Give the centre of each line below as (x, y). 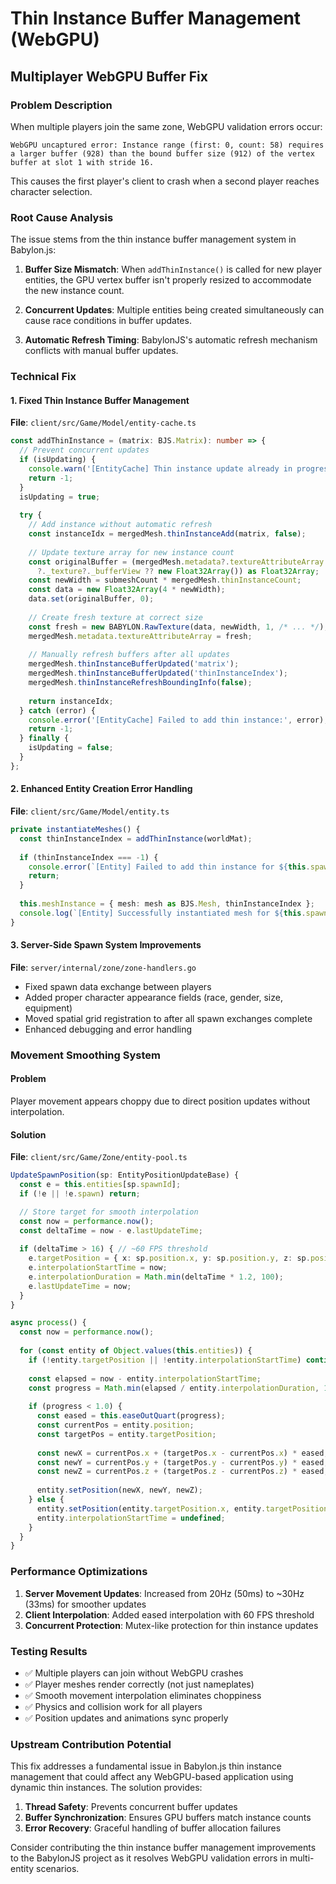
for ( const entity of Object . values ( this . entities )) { (136, 1351)
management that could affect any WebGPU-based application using (152, 1777)
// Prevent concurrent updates (84, 450)
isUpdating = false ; (71, 748)
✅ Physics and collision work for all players (113, 1706)
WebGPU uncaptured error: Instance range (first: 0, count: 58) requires (167, 145)
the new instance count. (74, 291)
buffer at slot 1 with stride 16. (82, 162)
